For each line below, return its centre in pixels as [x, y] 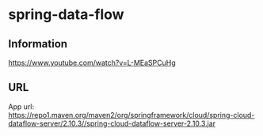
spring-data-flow [66, 15]
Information [38, 44]
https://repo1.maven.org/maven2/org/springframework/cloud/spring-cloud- [131, 115]
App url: [21, 106]
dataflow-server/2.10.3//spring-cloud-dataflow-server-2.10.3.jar [112, 123]
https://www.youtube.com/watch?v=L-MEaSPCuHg [92, 62]
